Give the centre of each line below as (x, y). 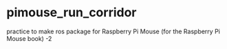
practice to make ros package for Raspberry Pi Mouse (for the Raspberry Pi (113, 31)
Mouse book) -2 (29, 38)
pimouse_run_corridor (72, 13)
